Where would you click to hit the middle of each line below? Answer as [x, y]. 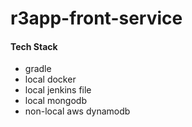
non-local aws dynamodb [77, 111]
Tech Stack [34, 46]
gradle [38, 69]
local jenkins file [58, 90]
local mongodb [55, 101]
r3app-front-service [96, 18]
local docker [50, 79]
